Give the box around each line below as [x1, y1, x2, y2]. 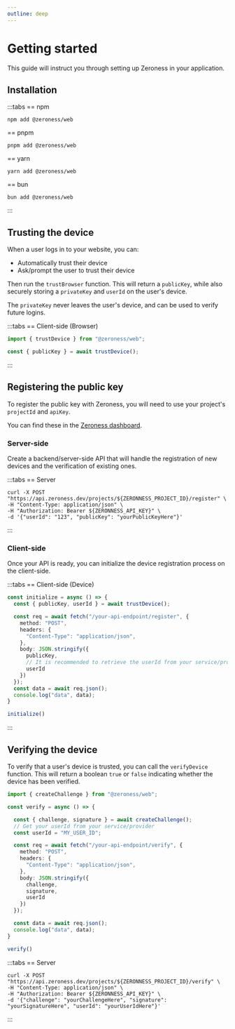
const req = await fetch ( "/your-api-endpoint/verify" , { [13, 842, 183, 849]
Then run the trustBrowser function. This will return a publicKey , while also [7, 280, 222, 288]
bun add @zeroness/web [7, 194, 73, 201]
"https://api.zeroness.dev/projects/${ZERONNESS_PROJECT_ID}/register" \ [7, 496, 227, 503]
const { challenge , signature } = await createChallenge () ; [13, 816, 192, 823]
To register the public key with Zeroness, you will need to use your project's [7, 399, 226, 408]
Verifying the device [7, 743, 98, 755]
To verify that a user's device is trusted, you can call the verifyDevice [7, 762, 208, 771]
